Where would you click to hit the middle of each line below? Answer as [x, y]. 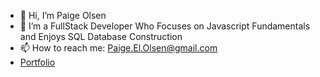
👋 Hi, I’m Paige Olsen [63, 15]
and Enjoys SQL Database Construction [101, 36]
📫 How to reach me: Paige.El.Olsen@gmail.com [118, 48]
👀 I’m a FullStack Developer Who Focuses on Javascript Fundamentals [165, 26]
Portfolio [37, 62]
